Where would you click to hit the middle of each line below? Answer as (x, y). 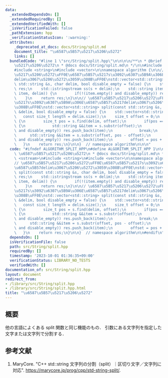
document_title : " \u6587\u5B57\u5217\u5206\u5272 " (68, 51)
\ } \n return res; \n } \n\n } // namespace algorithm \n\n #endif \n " (89, 233)
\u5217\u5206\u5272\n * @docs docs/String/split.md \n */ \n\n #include (88, 65)
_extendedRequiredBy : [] (35, 19)
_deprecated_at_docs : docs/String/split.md (60, 47)
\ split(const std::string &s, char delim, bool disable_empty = (84, 172)
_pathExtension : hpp (31, 33)
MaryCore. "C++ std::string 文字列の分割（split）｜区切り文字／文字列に (87, 364)
